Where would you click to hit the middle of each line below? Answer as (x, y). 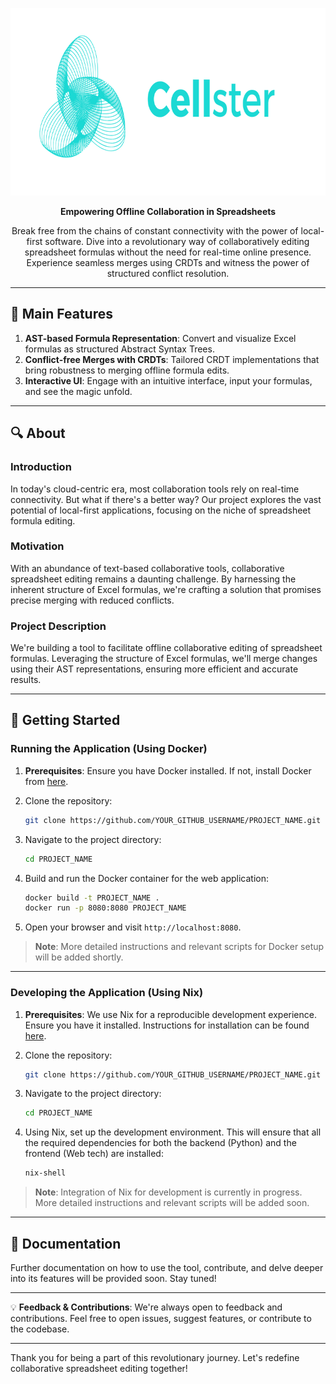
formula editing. (43, 520)
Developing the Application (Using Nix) (107, 993)
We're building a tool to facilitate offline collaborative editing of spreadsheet (166, 648)
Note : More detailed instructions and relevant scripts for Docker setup (179, 947)
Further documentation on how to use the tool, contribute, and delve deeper (167, 1268)
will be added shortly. (79, 957)
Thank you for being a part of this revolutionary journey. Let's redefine (155, 1358)
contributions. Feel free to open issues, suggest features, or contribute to (161, 1319)
